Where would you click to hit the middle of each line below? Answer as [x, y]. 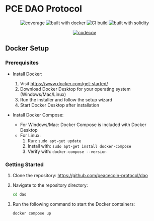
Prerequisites [22, 63]
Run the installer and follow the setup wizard [66, 99]
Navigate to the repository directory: [50, 185]
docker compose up [32, 213]
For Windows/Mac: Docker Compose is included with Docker [83, 125]
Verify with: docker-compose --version [67, 151]
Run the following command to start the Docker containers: [74, 204]
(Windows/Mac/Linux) [43, 94]
